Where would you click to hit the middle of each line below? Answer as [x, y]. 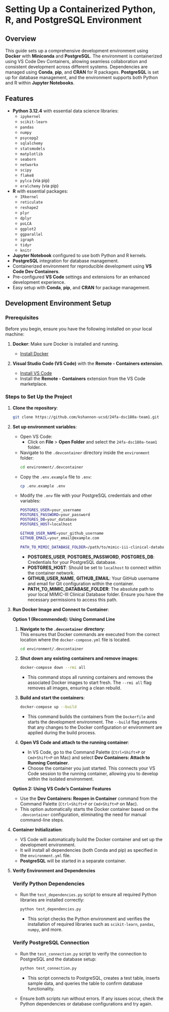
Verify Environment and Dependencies [54, 871]
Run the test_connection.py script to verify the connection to [83, 954]
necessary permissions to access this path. [72, 599]
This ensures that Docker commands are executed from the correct [90, 634]
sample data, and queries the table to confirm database [85, 983]
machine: [15, 334]
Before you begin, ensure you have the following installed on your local [79, 329]
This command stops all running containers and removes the [90, 677]
